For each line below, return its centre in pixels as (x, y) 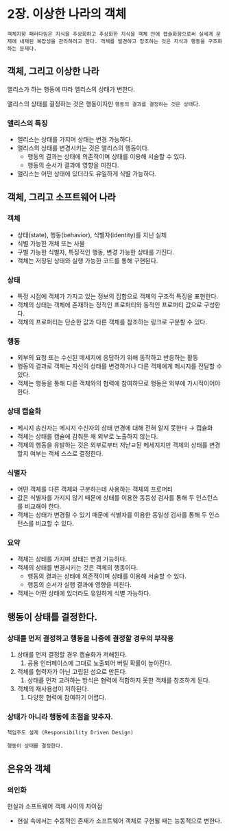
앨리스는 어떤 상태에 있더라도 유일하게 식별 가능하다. (86, 174)
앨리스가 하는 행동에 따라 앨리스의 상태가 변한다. (71, 89)
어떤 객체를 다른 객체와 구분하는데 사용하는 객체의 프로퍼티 (95, 489)
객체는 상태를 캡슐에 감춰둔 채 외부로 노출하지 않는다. (87, 436)
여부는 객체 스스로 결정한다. (67, 453)
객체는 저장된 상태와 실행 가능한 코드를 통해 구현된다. (87, 261)
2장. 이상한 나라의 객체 (67, 14)
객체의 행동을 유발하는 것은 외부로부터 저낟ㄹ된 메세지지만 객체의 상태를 (112, 445)
